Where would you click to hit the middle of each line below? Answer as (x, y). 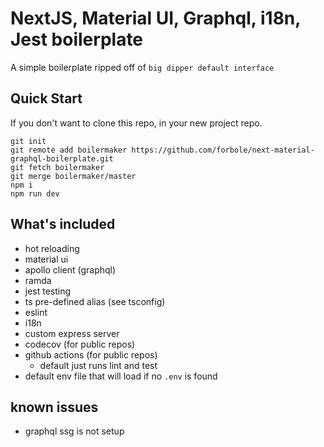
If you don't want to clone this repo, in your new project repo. (136, 123)
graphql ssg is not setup (74, 431)
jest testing (48, 291)
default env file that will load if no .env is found (121, 376)
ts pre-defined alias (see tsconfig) (95, 301)
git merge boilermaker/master (73, 176)
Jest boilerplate (77, 39)
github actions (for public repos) (91, 354)
